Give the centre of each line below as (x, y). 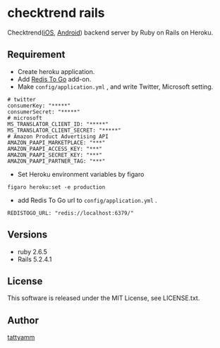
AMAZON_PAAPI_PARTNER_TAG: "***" (56, 161)
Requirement (36, 55)
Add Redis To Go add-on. (54, 79)
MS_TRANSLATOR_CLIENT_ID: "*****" (58, 124)
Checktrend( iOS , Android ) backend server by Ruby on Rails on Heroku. (110, 32)
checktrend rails (56, 13)
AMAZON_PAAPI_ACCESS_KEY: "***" (55, 149)
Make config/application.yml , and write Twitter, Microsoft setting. (115, 87)
